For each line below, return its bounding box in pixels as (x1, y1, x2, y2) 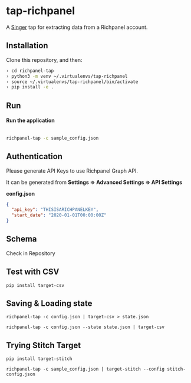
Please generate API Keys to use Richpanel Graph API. (6, 167, 139, 174)
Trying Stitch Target (6, 340, 81, 350)
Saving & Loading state (6, 299, 93, 309)
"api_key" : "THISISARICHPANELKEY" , (11, 207, 99, 213)
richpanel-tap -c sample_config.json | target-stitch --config (6, 367, 165, 372)
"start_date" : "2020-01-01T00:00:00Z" (11, 212, 107, 219)
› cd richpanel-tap (6, 68, 54, 74)
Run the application (6, 117, 55, 124)
